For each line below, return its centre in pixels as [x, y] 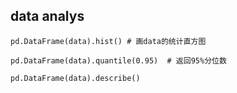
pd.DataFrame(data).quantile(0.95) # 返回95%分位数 [118, 60]
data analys [47, 16]
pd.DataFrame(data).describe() [75, 78]
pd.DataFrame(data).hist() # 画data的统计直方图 [108, 41]
